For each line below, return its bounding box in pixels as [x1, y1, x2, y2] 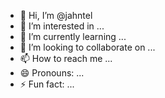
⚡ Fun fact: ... [19, 78, 75, 90]
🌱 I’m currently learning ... [19, 31, 127, 42]
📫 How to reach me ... [19, 53, 113, 64]
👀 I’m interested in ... [19, 20, 105, 32]
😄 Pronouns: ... [19, 67, 85, 79]
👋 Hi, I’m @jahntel [19, 10, 93, 21]
